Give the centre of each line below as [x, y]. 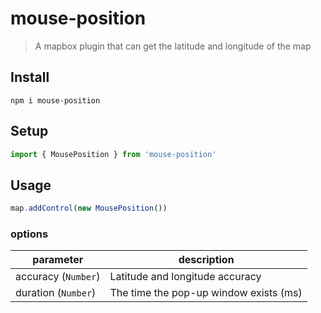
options [29, 234]
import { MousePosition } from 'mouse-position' [113, 154]
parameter [58, 260]
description [206, 260]
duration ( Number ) [56, 293]
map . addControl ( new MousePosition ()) [89, 208]
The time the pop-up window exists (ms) [206, 293]
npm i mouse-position [55, 100]
